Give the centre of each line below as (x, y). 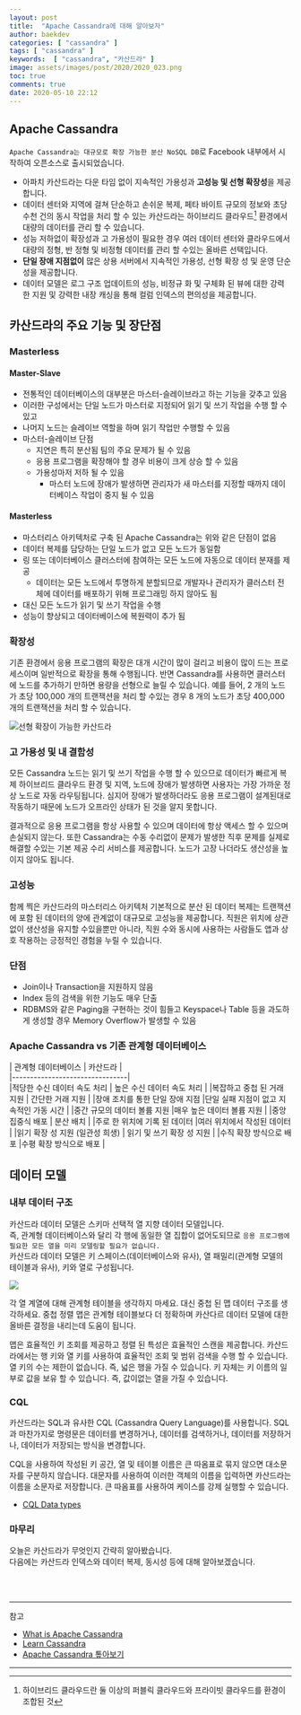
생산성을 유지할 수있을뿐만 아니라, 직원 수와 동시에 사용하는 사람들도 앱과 (152, 929)
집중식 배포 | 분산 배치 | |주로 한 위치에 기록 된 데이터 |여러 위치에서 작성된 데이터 (150, 1122)
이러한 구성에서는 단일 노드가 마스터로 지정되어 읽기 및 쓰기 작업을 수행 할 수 (155, 406)
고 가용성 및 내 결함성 (52, 752)
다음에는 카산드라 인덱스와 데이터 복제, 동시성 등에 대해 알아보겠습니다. (132, 1562)
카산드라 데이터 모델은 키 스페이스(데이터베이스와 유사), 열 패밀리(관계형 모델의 (146, 1256)
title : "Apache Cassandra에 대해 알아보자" (87, 26)
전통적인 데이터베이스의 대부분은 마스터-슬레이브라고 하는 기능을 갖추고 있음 (155, 394)
